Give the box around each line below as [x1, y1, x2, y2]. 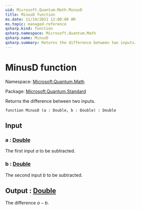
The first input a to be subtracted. [5, 148, 76, 154]
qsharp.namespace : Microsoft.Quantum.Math [5, 31, 96, 36]
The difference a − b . [5, 200, 50, 206]
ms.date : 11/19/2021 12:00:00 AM [5, 17, 76, 22]
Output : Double [5, 187, 57, 195]
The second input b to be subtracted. [5, 172, 83, 178]
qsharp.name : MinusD [5, 36, 49, 41]
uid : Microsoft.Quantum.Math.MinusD [5, 7, 82, 13]
